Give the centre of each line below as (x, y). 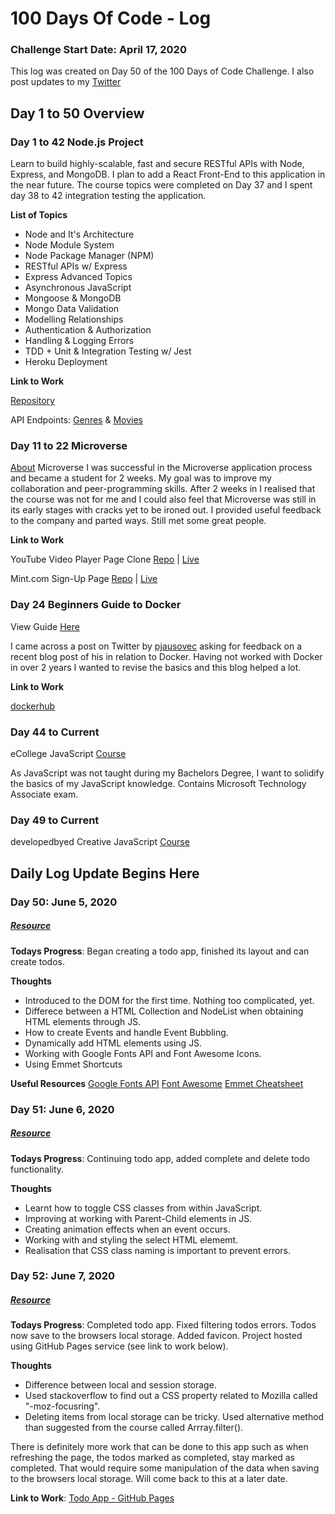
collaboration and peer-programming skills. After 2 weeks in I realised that (163, 489)
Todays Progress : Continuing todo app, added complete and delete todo (160, 1158)
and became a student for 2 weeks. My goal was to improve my (141, 478)
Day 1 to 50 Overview (77, 113)
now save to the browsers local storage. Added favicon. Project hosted (156, 1336)
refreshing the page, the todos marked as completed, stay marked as (152, 1458)
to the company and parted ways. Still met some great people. (138, 521)
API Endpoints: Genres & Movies (76, 420)
